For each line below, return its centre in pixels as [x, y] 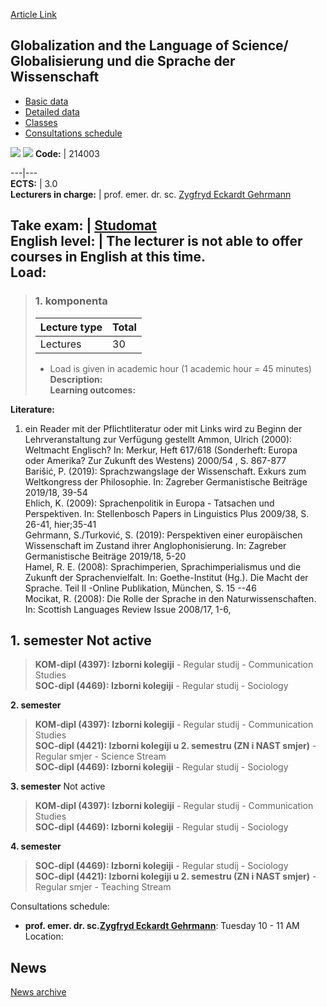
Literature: [32, 409]
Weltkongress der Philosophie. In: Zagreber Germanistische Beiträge [166, 481]
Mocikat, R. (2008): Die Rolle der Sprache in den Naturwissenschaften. [170, 598]
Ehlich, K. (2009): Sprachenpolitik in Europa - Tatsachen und [149, 503]
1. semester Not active [81, 640]
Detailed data [52, 111]
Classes [41, 122]
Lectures [60, 344]
